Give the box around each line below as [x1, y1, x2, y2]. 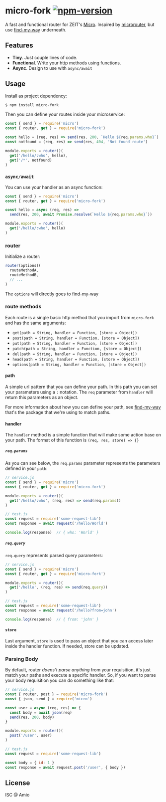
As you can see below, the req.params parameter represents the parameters [5, 460, 161, 466]
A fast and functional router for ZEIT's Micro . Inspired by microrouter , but [5, 21, 155, 27]
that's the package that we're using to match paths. [5, 409, 111, 415]
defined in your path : [5, 465, 48, 471]
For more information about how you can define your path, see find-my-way [5, 404, 161, 410]
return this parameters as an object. [5, 395, 79, 401]
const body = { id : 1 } [5, 760, 55, 765]
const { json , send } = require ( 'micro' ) [5, 696, 92, 701]
